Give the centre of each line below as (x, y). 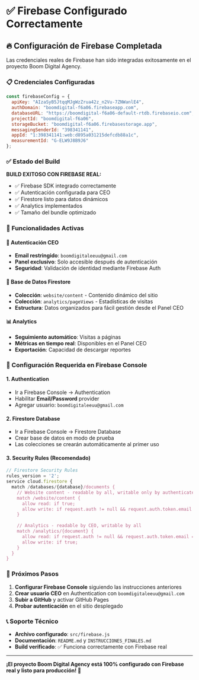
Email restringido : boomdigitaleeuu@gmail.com (71, 256)
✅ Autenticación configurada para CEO (62, 193)
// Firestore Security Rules (42, 471)
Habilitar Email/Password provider (57, 398)
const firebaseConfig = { (38, 97)
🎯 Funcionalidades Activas (45, 228)
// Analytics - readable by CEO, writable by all (79, 526)
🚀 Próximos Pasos (33, 574)
